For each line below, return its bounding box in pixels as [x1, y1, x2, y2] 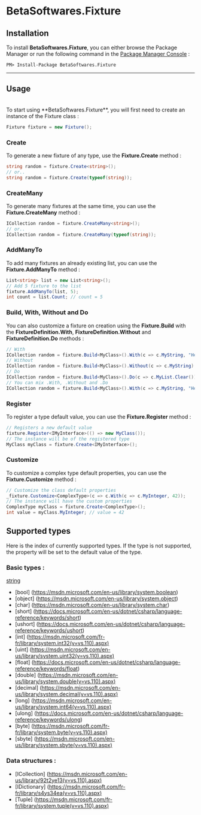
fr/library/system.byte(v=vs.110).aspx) [14, 729, 108, 736]
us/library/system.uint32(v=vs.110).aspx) [14, 652, 115, 660]
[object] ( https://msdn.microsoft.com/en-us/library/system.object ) [14, 595, 178, 602]
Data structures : [6, 757, 57, 765]
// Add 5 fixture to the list [6, 283, 82, 289]
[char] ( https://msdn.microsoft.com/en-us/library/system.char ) [14, 602, 170, 609]
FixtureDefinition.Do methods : [6, 335, 84, 342]
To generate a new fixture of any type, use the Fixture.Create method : [6, 152, 182, 159]
